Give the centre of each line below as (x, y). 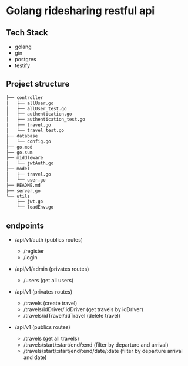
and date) (35, 357)
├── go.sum (19, 152)
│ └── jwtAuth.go (30, 163)
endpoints (25, 225)
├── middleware (25, 158)
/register (34, 251)
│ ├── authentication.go (39, 114)
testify (22, 65)
